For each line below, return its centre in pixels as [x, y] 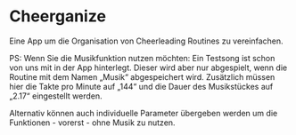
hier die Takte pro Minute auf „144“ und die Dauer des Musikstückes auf [141, 86]
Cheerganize [58, 16]
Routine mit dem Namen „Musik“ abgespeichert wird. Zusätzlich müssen [142, 76]
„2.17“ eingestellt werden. [56, 96]
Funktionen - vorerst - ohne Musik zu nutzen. [92, 123]
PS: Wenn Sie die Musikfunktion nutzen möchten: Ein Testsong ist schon [142, 58]
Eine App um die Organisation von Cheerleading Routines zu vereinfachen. [146, 41]
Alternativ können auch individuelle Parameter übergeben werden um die [144, 113]
